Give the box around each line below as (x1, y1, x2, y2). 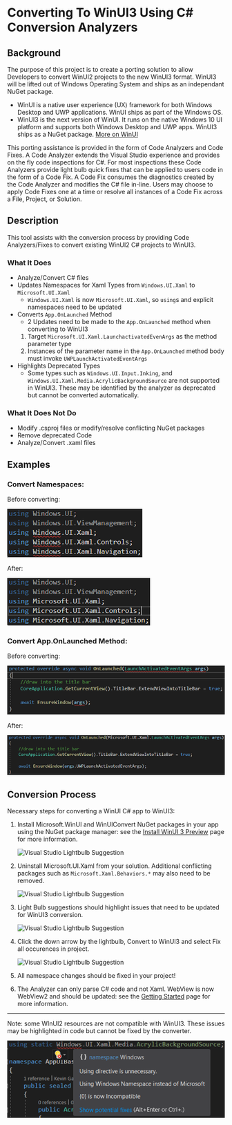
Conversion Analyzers (7, 19, 138, 35)
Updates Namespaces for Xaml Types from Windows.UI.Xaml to (17, 281, 195, 290)
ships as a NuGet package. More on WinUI (17, 130, 138, 138)
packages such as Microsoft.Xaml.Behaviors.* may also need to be (17, 869, 211, 877)
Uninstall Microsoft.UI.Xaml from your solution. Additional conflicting (17, 862, 212, 870)
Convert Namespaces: (7, 479, 84, 489)
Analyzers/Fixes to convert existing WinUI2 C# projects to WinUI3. (7, 240, 196, 249)
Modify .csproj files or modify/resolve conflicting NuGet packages (17, 424, 205, 433)
